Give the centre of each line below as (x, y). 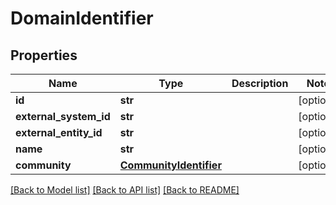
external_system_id (63, 116)
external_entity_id (59, 132)
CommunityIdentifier (170, 165)
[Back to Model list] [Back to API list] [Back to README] (125, 190)
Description (260, 83)
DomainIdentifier (82, 18)
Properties (44, 55)
